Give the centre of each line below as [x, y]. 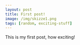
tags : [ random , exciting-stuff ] [39, 23]
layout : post [19, 10]
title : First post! [25, 14]
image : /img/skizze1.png [31, 19]
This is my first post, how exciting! [40, 37]
